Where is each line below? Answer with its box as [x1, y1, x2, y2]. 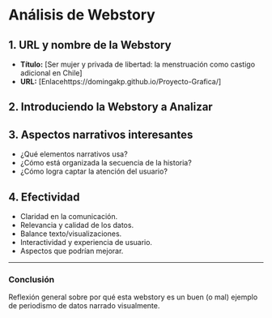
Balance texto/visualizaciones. [19, 229, 122, 238]
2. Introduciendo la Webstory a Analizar [8, 100, 213, 114]
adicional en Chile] [19, 68, 83, 78]
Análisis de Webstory [8, 6, 155, 24]
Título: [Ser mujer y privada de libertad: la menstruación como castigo [19, 59, 256, 69]
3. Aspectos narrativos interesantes [8, 127, 193, 141]
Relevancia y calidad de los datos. [19, 221, 134, 230]
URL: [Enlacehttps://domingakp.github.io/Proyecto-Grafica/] [19, 77, 222, 86]
